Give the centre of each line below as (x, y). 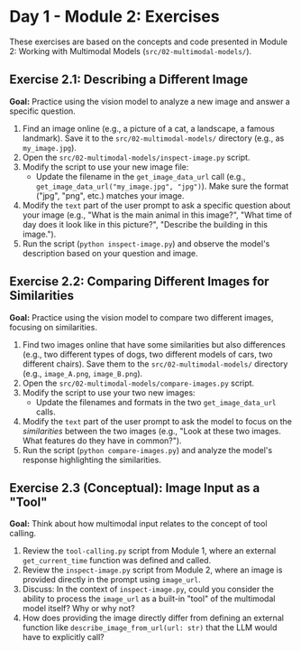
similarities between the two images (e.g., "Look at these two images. (152, 431)
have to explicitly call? (64, 637)
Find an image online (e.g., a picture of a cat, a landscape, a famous (148, 128)
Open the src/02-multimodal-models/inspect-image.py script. (136, 157)
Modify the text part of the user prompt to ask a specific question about (156, 205)
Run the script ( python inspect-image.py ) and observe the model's (146, 243)
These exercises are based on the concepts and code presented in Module (149, 42)
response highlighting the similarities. (92, 460)
